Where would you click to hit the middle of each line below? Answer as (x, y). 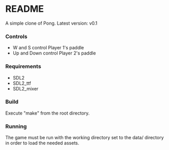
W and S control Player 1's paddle (48, 48)
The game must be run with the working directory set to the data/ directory (85, 138)
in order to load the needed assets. (42, 143)
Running (16, 126)
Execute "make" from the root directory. (48, 113)
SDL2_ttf (22, 83)
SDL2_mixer (25, 88)
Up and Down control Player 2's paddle (54, 53)
